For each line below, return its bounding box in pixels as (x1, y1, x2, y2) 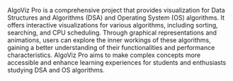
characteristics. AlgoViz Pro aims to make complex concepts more (7, 51, 201, 59)
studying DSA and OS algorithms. (7, 66, 105, 74)
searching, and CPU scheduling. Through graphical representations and (7, 28, 217, 37)
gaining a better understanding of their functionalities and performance (7, 44, 215, 51)
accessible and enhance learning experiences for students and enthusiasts (7, 58, 227, 66)
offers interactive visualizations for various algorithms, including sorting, (7, 21, 218, 29)
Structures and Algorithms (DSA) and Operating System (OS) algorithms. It (7, 13, 225, 22)
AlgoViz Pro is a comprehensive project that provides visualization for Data (7, 6, 225, 14)
